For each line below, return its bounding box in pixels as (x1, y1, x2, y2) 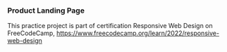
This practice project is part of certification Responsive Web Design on (7, 22, 213, 30)
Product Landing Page (7, 6, 85, 15)
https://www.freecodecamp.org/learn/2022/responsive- (56, 29, 220, 37)
